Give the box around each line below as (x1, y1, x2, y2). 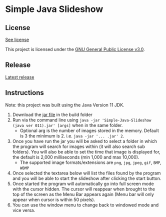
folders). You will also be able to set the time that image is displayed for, (12, 148, 161, 154)
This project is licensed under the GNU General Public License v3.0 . (5, 46, 145, 52)
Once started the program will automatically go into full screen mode (12, 180, 154, 186)
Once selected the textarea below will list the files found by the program (12, 170, 161, 176)
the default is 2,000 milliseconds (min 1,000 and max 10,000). (12, 154, 139, 160)
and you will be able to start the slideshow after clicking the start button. (12, 175, 161, 181)
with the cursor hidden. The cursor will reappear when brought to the (12, 186, 155, 192)
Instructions (5, 88, 44, 97)
